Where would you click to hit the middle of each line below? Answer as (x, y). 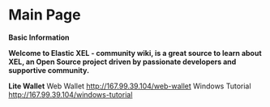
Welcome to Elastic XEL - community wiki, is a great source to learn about (135, 53)
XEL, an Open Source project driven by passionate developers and (122, 62)
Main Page (45, 15)
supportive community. (49, 70)
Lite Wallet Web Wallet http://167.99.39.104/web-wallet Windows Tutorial (130, 86)
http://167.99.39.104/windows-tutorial (71, 94)
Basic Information (39, 37)
